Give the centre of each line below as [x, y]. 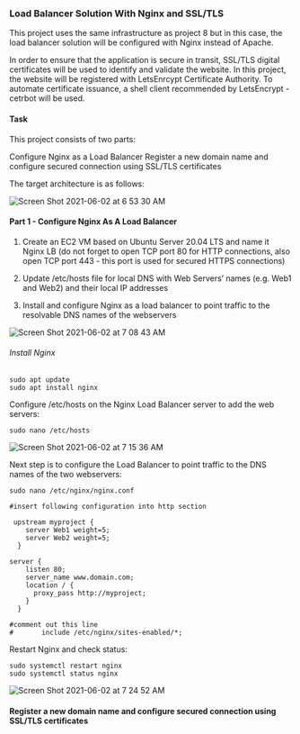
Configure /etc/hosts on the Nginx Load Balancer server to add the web [142, 404]
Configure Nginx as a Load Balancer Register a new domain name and [139, 157]
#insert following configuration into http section [108, 506]
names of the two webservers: [66, 474]
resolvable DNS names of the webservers [99, 314]
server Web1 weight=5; [68, 530]
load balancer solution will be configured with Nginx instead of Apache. [141, 42]
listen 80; [46, 569]
